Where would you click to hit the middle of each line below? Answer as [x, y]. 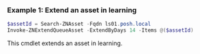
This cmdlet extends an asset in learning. [65, 43]
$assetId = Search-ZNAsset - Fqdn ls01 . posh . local [79, 24]
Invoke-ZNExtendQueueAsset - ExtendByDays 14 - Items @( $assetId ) [100, 30]
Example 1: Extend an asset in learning [72, 10]
